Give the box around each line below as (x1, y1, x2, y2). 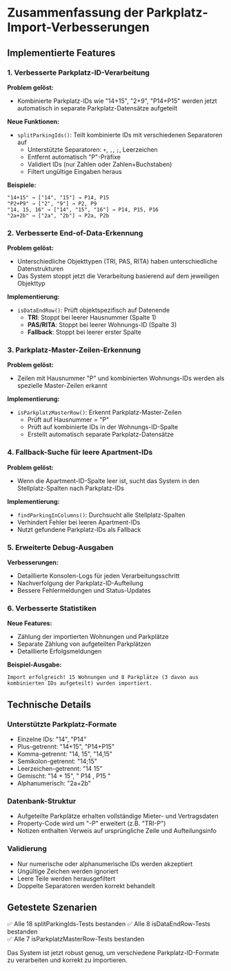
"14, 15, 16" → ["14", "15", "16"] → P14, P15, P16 (7, 206, 159, 213)
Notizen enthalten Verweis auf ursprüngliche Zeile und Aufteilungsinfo (17, 827, 217, 835)
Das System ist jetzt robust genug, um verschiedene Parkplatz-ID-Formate (7, 949, 219, 957)
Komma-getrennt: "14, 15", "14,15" (17, 750, 112, 758)
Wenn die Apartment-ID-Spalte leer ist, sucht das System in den (17, 476, 200, 484)
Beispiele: (7, 181, 37, 189)
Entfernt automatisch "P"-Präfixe (27, 153, 121, 161)
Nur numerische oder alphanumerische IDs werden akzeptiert (17, 859, 193, 867)
